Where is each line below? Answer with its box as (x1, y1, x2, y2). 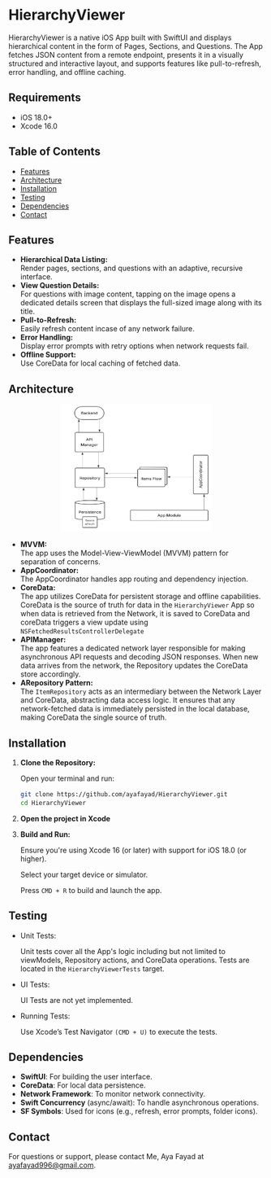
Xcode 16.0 (19, 120, 58, 131)
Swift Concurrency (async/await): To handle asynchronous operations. (19, 1097, 260, 1108)
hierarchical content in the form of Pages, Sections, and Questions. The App (8, 41, 264, 50)
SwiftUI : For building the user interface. (19, 1072, 153, 1082)
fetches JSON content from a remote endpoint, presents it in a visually (8, 50, 243, 59)
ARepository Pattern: (19, 678, 93, 688)
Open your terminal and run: (19, 773, 115, 783)
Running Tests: (19, 1011, 71, 1021)
